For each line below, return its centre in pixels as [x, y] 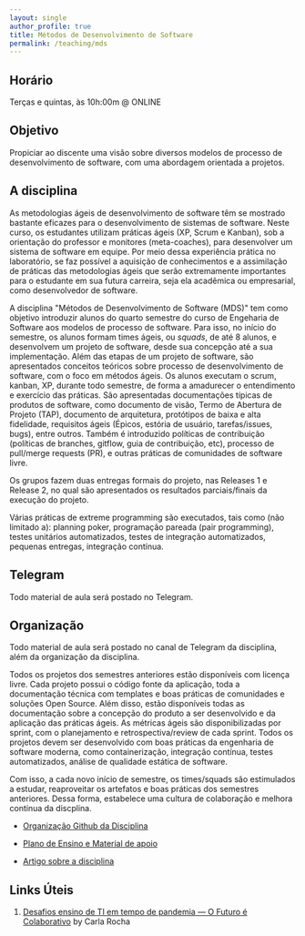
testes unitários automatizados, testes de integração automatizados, [137, 536]
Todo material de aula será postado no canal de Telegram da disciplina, [143, 647]
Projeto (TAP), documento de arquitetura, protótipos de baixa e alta [135, 414]
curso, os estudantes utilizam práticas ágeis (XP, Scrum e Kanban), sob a [147, 232]
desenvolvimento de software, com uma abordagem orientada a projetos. [147, 162]
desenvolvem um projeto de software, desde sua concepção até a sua [141, 346]
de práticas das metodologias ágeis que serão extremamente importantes [148, 270]
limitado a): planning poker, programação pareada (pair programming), [142, 527]
